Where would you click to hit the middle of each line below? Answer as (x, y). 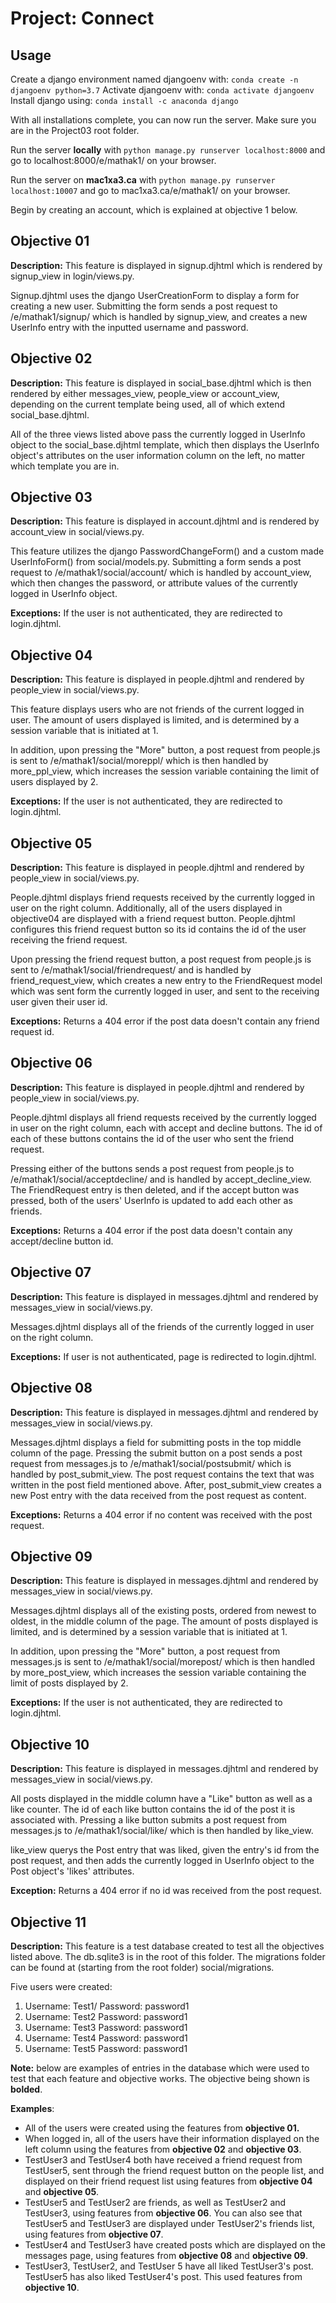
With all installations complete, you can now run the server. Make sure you (163, 120)
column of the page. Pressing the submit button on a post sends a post (156, 1453)
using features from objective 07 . (94, 2234)
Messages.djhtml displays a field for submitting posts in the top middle (156, 1442)
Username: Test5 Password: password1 (106, 2048)
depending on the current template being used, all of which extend (147, 404)
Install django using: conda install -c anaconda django (124, 100)
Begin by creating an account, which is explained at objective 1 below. (154, 210)
